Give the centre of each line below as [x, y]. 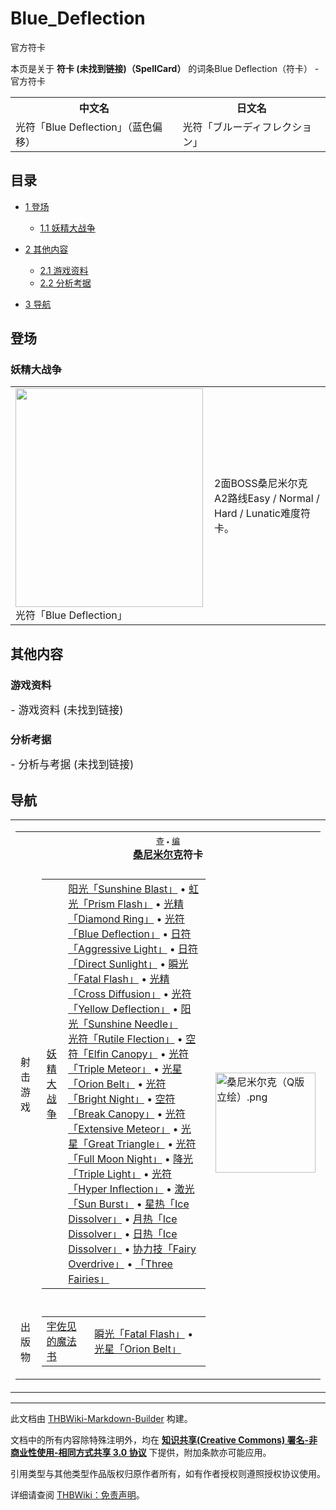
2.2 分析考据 [65, 283]
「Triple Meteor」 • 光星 [125, 1069]
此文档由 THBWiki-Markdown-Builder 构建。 [101, 1419]
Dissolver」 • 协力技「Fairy [132, 1249]
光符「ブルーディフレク [237, 127]
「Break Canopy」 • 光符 [127, 1114]
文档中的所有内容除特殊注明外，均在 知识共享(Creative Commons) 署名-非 [164, 1440]
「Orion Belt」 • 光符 [117, 1084]
